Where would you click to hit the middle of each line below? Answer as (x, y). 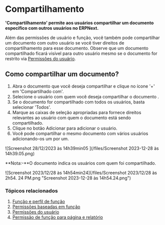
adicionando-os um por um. (41, 138)
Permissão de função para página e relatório (58, 217)
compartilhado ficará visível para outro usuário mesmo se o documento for (81, 53)
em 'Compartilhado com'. (38, 91)
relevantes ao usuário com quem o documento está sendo (71, 118)
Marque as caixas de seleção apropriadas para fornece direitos (77, 112)
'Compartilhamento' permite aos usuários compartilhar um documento (80, 23)
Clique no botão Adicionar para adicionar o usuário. (65, 128)
